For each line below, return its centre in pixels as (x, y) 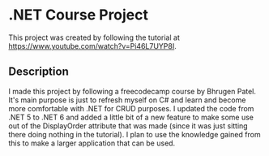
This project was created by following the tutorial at (94, 37)
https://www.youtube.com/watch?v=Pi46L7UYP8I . (92, 45)
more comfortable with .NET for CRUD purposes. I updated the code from (131, 108)
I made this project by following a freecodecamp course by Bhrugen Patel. (132, 91)
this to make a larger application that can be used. (92, 143)
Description (38, 72)
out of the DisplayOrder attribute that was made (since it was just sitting (128, 126)
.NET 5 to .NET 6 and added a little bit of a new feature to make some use (131, 117)
